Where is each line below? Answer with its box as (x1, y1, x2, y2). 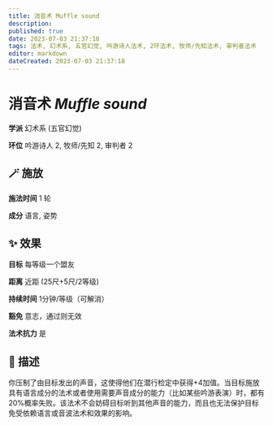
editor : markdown (8, 50, 67, 58)
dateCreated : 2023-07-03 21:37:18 (8, 58, 126, 66)
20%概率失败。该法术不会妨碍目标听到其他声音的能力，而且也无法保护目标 (8, 398, 260, 408)
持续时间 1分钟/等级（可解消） (8, 294, 109, 304)
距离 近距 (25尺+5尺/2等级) (8, 277, 100, 287)
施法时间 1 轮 (8, 193, 51, 203)
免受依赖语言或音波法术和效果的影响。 (8, 408, 136, 418)
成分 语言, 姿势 (8, 210, 58, 220)
